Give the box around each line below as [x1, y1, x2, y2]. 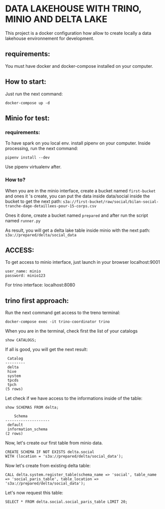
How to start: [5, 78, 46, 86]
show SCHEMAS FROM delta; [5, 405, 59, 410]
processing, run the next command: [5, 146, 79, 152]
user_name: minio [5, 269, 41, 274]
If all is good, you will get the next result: [5, 346, 88, 352]
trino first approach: [5, 296, 69, 305]
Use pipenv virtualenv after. [5, 164, 62, 170]
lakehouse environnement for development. [5, 35, 94, 41]
